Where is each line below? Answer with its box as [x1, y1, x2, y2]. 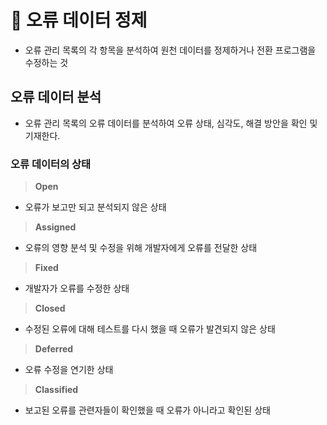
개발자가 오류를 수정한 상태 [24, 282, 130, 295]
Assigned [34, 221, 77, 233]
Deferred [34, 343, 74, 355]
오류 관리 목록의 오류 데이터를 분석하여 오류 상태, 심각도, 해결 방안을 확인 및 [24, 117, 318, 129]
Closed [34, 302, 66, 315]
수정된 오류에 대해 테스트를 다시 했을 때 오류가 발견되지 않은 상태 [24, 323, 276, 335]
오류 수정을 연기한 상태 [24, 364, 114, 376]
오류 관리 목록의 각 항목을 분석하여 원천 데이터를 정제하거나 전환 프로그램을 [24, 44, 317, 56]
